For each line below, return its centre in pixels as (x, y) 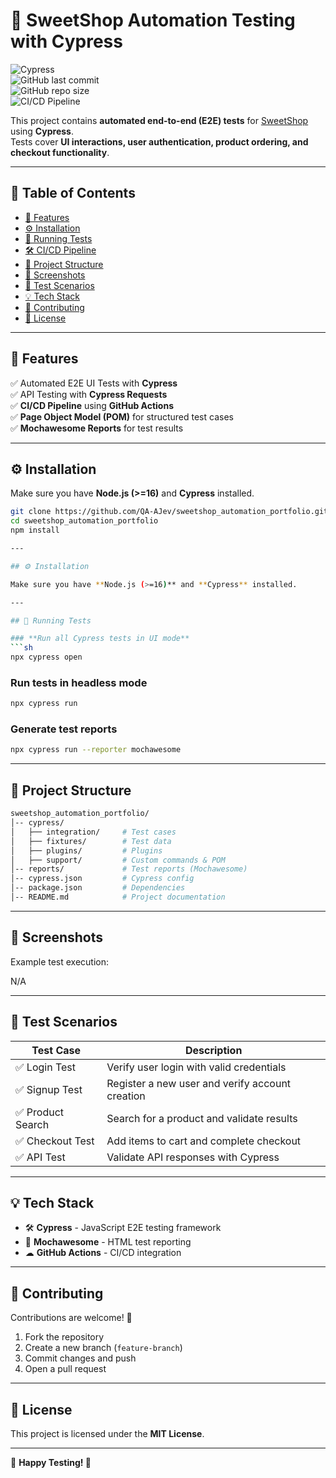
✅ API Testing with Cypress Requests (89, 394)
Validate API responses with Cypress (193, 1157)
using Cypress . (42, 131)
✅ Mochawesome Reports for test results (97, 428)
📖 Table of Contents (73, 193)
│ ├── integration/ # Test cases (93, 832)
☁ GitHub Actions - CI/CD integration (103, 1253)
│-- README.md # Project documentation (118, 897)
